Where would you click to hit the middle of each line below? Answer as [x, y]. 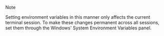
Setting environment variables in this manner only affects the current [78, 17]
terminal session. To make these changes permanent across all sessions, [83, 23]
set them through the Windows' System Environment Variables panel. [78, 28]
